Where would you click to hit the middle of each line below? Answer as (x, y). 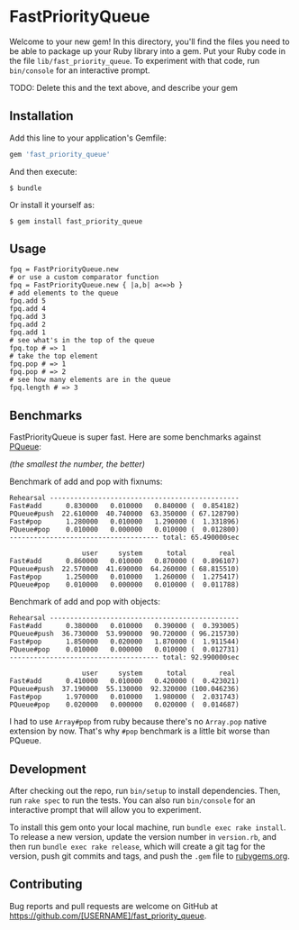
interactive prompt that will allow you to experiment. (105, 810)
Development (48, 769)
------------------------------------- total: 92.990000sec (125, 658)
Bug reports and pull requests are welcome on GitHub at (114, 906)
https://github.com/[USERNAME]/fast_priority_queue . (108, 916)
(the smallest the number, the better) (77, 464)
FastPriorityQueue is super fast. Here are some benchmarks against (135, 437)
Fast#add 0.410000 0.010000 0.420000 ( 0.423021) (125, 681)
